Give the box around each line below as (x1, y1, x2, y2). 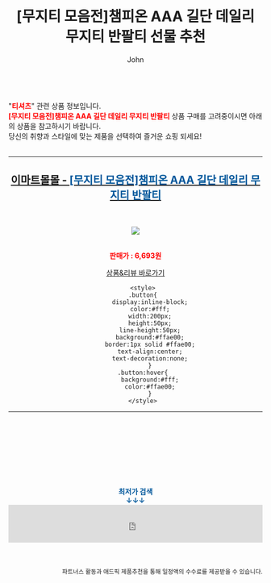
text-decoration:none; (111, 354, 188, 363)
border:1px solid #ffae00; (104, 340, 196, 348)
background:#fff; (120, 376, 179, 384)
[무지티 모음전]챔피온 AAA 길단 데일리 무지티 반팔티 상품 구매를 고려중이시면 (8, 110, 248, 121)
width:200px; (127, 312, 172, 320)
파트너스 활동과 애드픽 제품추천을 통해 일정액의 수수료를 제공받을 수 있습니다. (61, 568, 263, 576)
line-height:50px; (119, 326, 181, 335)
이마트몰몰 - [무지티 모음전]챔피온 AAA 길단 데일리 (10, 173, 248, 187)
